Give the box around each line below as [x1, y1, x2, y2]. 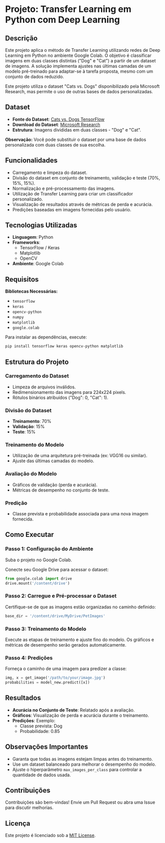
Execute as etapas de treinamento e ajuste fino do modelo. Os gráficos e [5, 637, 154, 643]
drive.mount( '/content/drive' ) [5, 581, 70, 586]
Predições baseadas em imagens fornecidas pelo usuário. [12, 206, 132, 212]
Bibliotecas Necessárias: [5, 288, 58, 295]
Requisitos [5, 275, 39, 284]
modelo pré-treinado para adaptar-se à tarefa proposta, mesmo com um [5, 68, 153, 74]
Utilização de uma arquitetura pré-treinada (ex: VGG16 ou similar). [12, 453, 148, 459]
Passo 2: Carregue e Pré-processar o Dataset [5, 592, 117, 599]
